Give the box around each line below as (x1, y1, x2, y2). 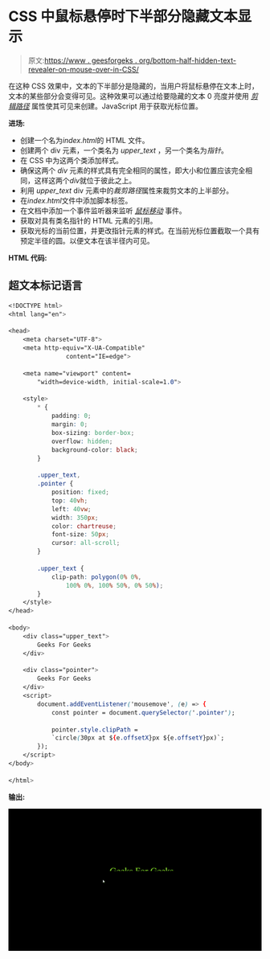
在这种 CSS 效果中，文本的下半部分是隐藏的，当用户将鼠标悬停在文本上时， (8, 81, 260, 91)
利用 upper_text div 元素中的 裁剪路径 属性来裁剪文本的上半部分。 (19, 186, 234, 195)
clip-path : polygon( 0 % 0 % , (51, 572, 142, 581)
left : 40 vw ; (51, 505, 92, 513)
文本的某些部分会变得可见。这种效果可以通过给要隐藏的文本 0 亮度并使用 (8, 91, 249, 100)
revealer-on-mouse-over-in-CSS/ (27, 64, 139, 74)
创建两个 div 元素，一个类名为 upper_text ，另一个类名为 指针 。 (19, 145, 229, 155)
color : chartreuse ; (51, 522, 117, 531)
